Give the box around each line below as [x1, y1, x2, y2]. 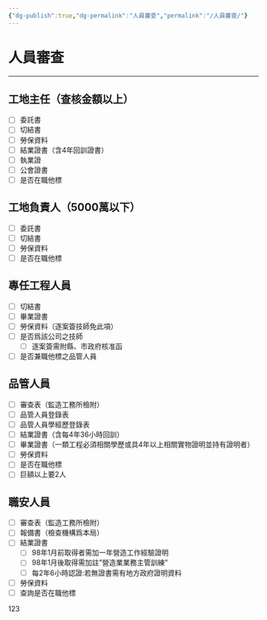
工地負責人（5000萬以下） [8, 201, 141, 214]
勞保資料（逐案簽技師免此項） [19, 321, 118, 331]
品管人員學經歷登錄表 [19, 420, 90, 429]
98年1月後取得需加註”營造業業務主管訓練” [31, 558, 168, 567]
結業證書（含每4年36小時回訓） [19, 430, 125, 439]
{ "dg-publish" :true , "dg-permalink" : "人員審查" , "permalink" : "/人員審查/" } [8, 11, 248, 20]
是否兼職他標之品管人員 [19, 351, 97, 361]
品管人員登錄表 [19, 410, 69, 419]
